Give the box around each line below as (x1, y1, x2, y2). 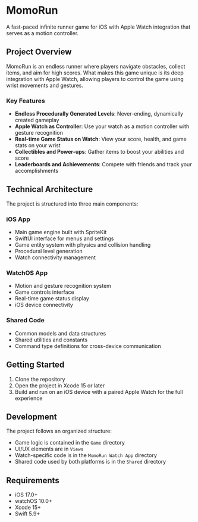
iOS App (6, 215, 31, 223)
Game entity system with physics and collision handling (14, 241, 151, 248)
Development (6, 412, 58, 422)
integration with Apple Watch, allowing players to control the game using (6, 75, 184, 82)
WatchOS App (6, 269, 48, 277)
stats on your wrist (14, 142, 61, 149)
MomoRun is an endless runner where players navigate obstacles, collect (6, 63, 186, 70)
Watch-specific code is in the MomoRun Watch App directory (14, 452, 158, 459)
